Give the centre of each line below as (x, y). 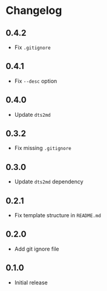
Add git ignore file (37, 249)
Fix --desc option (36, 81)
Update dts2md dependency (49, 181)
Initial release (31, 283)
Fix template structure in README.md (57, 215)
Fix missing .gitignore (43, 148)
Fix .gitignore (32, 47)
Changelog (34, 11)
